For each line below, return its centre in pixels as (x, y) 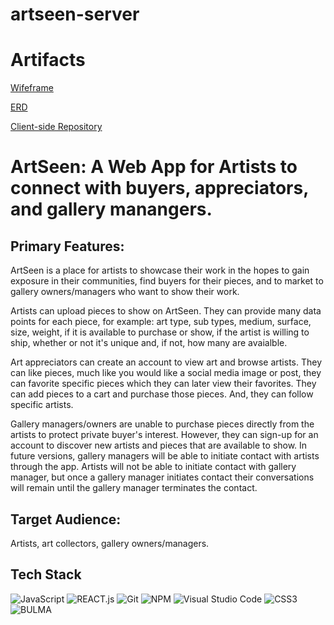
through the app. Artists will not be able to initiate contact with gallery (153, 467)
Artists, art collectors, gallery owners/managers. (110, 543)
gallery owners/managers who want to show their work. (125, 292)
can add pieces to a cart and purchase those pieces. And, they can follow (162, 394)
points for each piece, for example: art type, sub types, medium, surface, (161, 322)
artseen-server (75, 14)
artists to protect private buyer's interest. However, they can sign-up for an (164, 435)
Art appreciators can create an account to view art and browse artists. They (166, 362)
